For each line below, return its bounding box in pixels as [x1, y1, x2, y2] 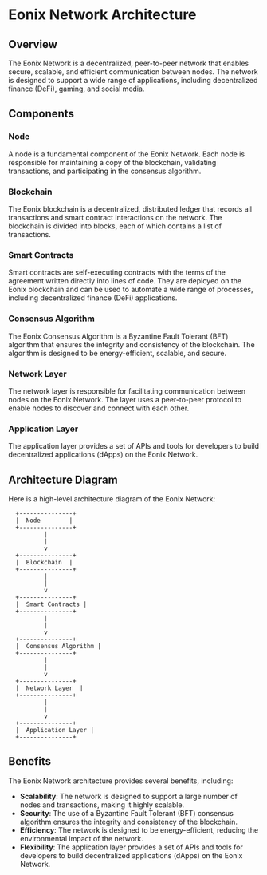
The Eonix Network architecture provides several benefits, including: [8, 776, 234, 786]
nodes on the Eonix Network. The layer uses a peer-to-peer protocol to [8, 394, 241, 404]
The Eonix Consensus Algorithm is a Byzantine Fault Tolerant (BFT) [8, 331, 229, 341]
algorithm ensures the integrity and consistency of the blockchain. [19, 817, 238, 826]
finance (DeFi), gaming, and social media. [8, 84, 145, 93]
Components [8, 107, 74, 121]
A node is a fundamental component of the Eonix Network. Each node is [8, 149, 245, 159]
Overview [8, 38, 58, 51]
